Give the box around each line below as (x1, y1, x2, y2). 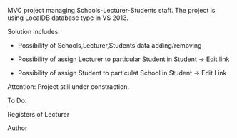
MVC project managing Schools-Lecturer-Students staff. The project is (7, 6, 216, 14)
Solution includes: (7, 28, 61, 36)
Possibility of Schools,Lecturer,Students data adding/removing (17, 41, 202, 49)
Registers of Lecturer (7, 110, 70, 118)
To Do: (7, 96, 27, 105)
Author (7, 124, 28, 132)
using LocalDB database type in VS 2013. (7, 14, 128, 22)
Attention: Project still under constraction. (7, 83, 130, 91)
